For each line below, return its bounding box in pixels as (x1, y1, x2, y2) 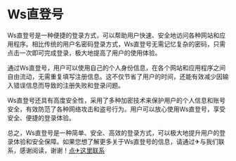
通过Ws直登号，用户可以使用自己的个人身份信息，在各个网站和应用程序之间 (7, 63, 226, 72)
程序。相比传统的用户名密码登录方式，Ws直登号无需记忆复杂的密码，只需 (13, 39, 226, 48)
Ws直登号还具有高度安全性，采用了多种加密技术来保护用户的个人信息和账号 (7, 96, 226, 104)
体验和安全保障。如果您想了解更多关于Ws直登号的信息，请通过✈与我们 (13, 137, 219, 146)
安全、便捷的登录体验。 (7, 113, 75, 122)
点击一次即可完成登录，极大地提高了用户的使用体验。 (7, 49, 162, 57)
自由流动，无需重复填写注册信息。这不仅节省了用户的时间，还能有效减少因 (7, 72, 223, 81)
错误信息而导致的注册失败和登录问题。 (13, 81, 124, 89)
